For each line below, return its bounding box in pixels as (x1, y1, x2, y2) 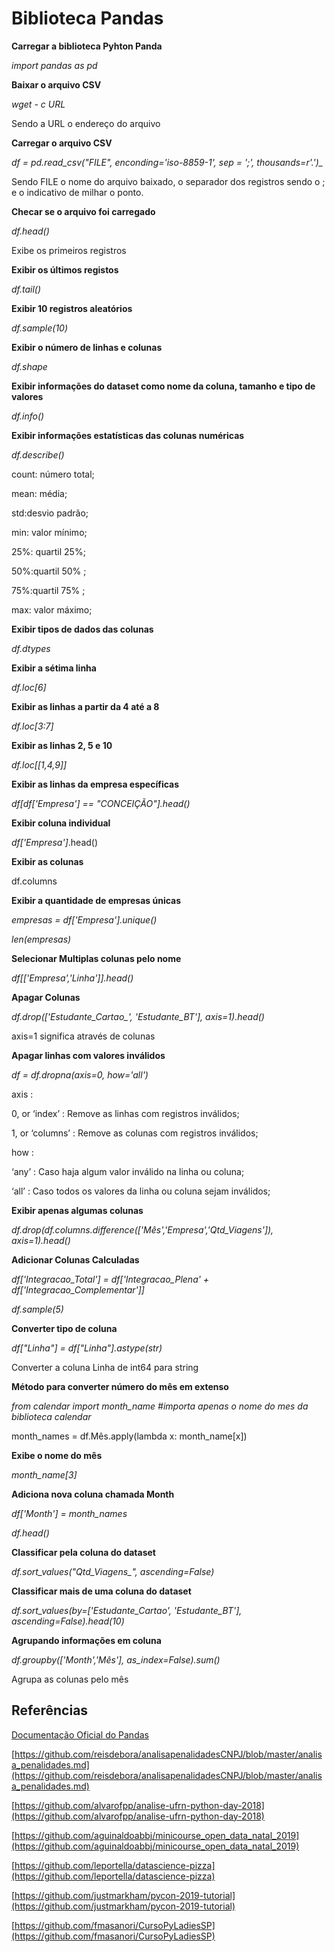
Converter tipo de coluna (11, 1322, 118, 1334)
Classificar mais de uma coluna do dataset (11, 1585, 192, 1597)
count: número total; (11, 468, 95, 480)
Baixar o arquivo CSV (11, 78, 102, 91)
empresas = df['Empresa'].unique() (11, 913, 158, 926)
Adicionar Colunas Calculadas (11, 1253, 140, 1266)
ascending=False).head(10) (11, 1615, 125, 1627)
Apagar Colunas (11, 991, 81, 1003)
